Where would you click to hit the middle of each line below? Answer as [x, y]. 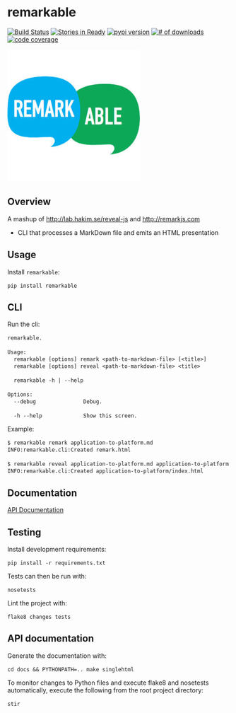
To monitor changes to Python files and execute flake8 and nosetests [108, 683]
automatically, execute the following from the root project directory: [105, 690]
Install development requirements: [57, 549]
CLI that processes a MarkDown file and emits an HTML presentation [118, 232]
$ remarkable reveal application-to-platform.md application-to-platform [118, 464]
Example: [21, 429]
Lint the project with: [37, 603]
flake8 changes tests [39, 617]
